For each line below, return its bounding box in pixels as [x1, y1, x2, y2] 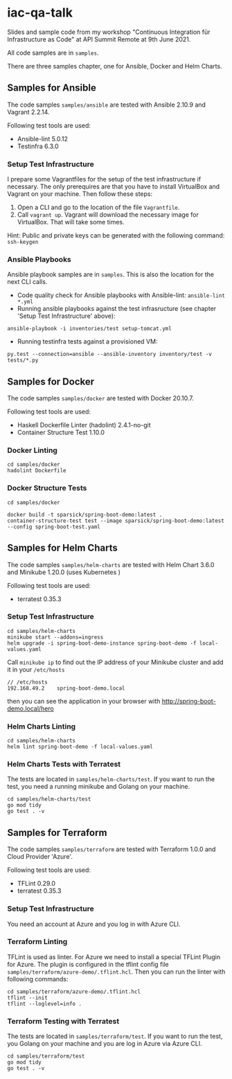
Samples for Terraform [7, 826, 107, 839]
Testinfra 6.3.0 [17, 142, 59, 150]
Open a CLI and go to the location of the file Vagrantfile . [17, 203, 180, 212]
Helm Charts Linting [7, 722, 76, 731]
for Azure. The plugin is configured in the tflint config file [7, 960, 170, 968]
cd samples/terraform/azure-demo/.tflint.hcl [7, 988, 141, 995]
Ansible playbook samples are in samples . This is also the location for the [7, 270, 215, 278]
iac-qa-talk [7, 5, 73, 21]
